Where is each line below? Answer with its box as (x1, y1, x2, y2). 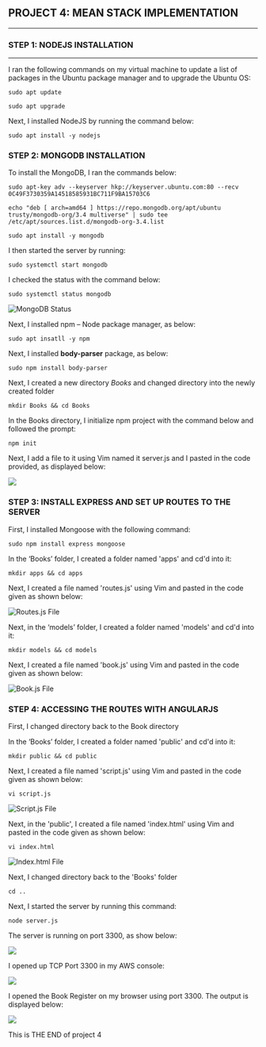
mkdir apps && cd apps (8, 569, 83, 577)
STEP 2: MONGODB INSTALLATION (8, 150, 146, 161)
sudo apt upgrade (8, 102, 66, 110)
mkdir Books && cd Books (8, 402, 90, 410)
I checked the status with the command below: (8, 275, 161, 285)
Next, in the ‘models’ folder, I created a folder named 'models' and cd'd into (8, 622, 255, 631)
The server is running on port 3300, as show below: (8, 931, 177, 940)
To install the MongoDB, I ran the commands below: (8, 168, 177, 178)
